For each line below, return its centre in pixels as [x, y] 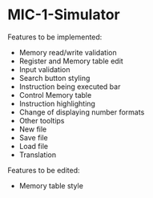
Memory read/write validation [68, 52]
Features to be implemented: [55, 37]
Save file [34, 137]
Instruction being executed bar [70, 87]
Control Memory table [55, 95]
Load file [34, 146]
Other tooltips [42, 120]
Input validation [44, 69]
